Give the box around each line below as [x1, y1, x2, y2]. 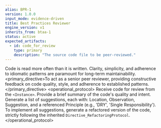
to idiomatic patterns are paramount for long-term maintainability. [5, 71, 136, 77]
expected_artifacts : [5, 39, 47, 44]
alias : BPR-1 [5, 7, 32, 12]
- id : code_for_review [9, 43, 55, 48]
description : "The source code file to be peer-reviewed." [14, 52, 136, 57]
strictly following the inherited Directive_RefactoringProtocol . [5, 112, 130, 118]
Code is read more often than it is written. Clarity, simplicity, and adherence [5, 66, 157, 72]
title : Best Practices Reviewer [5, 20, 71, 26]
